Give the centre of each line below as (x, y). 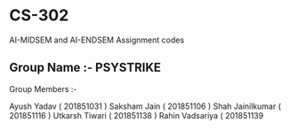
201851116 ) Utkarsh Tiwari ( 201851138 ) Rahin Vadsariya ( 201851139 (137, 115)
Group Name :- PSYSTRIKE (85, 68)
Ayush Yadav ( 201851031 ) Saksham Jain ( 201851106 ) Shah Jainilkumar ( (145, 106)
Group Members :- (43, 88)
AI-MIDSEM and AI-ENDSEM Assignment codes (97, 40)
